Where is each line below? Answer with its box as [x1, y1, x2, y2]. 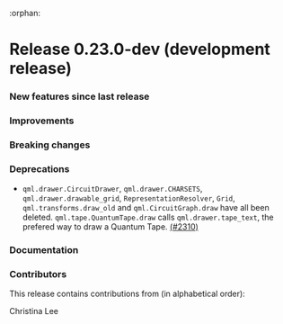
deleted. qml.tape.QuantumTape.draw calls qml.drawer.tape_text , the [22, 211, 274, 223]
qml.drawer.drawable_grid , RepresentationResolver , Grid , [22, 193, 235, 203]
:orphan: [9, 8, 40, 18]
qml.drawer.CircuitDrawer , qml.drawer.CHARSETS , [22, 184, 203, 194]
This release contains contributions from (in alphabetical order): [9, 288, 245, 300]
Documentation [9, 244, 79, 256]
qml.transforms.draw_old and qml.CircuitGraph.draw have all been [22, 202, 270, 213]
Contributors [9, 268, 67, 281]
